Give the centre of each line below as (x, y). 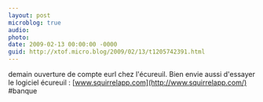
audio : (19, 30)
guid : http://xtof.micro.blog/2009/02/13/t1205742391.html (107, 52)
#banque (23, 91)
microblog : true (35, 23)
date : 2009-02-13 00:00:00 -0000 (63, 45)
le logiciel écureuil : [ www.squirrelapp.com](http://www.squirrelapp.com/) (128, 82)
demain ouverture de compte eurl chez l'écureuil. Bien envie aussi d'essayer (131, 74)
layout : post (29, 15)
